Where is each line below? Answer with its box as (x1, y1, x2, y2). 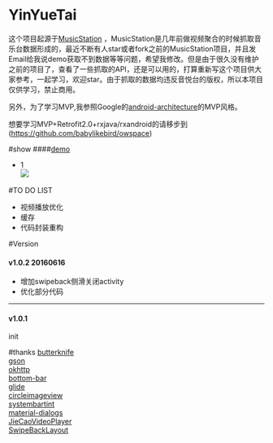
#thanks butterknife (8, 348, 75, 357)
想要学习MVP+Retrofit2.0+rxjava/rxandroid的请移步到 (8, 119, 188, 129)
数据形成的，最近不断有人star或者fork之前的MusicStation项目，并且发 (22, 43, 257, 54)
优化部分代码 (19, 287, 63, 296)
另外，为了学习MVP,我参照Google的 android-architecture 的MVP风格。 (8, 102, 242, 112)
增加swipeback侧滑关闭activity (19, 277, 124, 287)
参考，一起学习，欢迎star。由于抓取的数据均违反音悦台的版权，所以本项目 (15, 74, 264, 84)
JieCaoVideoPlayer (8, 417, 72, 427)
